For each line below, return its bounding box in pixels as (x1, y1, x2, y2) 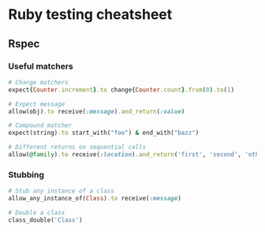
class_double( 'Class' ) (8, 215, 83, 224)
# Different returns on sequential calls (8, 144, 147, 152)
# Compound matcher (8, 122, 73, 129)
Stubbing (8, 169, 45, 180)
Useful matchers (8, 61, 73, 72)
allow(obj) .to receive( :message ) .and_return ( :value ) (8, 107, 185, 115)
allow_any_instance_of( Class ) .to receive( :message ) (8, 195, 181, 203)
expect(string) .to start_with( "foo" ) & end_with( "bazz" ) (8, 129, 200, 137)
